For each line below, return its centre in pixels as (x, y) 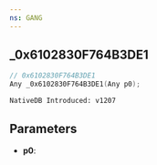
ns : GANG (26, 18)
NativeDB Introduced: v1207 (63, 101)
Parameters (43, 129)
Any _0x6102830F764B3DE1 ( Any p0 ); (75, 84)
